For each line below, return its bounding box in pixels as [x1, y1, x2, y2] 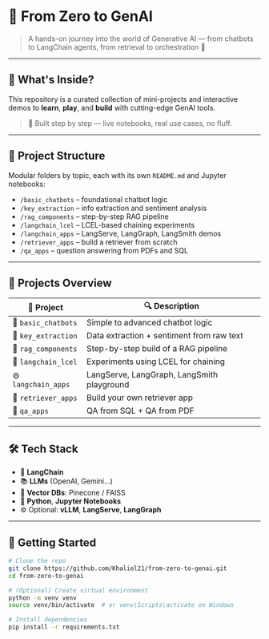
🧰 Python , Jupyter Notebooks [19, 496, 122, 506]
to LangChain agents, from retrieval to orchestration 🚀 [27, 42, 206, 51]
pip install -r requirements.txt [8, 623, 120, 632]
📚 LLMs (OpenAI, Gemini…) [19, 476, 114, 486]
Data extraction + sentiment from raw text [86, 330, 243, 342]
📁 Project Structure [8, 149, 106, 163]
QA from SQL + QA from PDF [86, 405, 195, 416]
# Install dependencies [8, 616, 88, 624]
